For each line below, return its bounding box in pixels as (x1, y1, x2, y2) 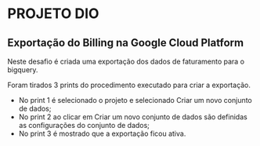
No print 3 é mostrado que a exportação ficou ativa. (18, 129, 186, 138)
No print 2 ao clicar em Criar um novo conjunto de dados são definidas (18, 112, 247, 122)
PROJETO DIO (7, 5, 99, 23)
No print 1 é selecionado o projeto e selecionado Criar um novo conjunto (18, 96, 252, 104)
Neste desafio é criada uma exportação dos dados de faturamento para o (7, 57, 244, 66)
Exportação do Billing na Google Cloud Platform (7, 36, 244, 49)
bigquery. (7, 65, 38, 75)
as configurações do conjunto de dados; (18, 121, 150, 130)
